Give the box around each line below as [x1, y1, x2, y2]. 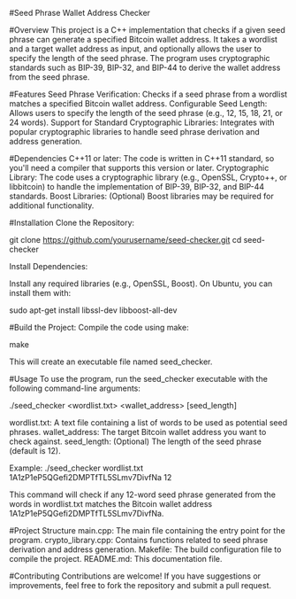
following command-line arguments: [9, 383, 141, 393]
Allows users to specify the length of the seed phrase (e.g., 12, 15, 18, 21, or [9, 108, 283, 118]
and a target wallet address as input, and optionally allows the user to [9, 43, 262, 54]
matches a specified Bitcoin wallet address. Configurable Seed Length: [9, 98, 268, 109]
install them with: [9, 288, 72, 298]
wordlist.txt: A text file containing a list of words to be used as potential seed [9, 417, 288, 428]
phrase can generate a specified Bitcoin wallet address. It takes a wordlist [9, 35, 278, 44]
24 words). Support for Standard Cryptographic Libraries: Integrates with [9, 117, 276, 128]
